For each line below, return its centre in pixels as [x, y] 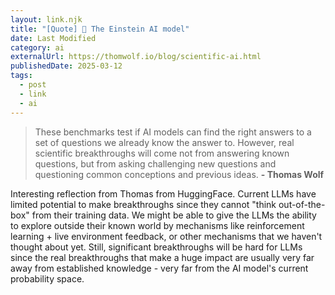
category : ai [37, 47]
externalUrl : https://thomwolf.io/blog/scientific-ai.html [136, 57]
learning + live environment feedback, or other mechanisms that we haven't [166, 236]
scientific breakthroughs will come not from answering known [162, 153]
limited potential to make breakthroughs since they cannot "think [143, 204]
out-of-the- [302, 204]
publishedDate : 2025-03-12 [66, 66]
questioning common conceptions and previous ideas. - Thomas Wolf [179, 174]
